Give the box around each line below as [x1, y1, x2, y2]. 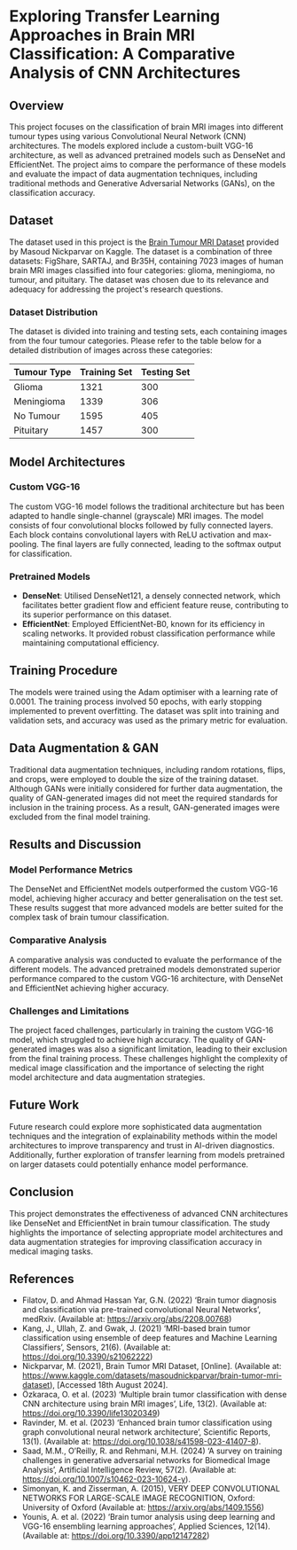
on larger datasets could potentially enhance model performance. [9, 1159, 249, 1170]
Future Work [9, 1098, 80, 1113]
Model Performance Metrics [9, 864, 133, 876]
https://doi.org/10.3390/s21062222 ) [21, 1351, 153, 1362]
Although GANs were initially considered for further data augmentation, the [9, 783, 284, 794]
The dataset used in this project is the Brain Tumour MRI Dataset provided [9, 237, 279, 247]
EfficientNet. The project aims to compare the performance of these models [9, 160, 286, 169]
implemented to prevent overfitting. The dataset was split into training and [9, 705, 279, 716]
